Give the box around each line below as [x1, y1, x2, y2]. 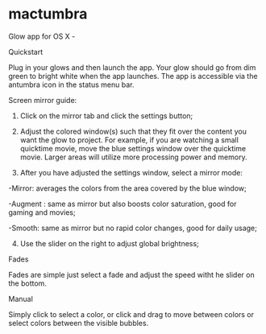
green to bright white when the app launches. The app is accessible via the [8, 71, 258, 80]
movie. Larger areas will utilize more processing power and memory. [19, 152, 247, 162]
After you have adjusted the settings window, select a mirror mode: [19, 167, 243, 177]
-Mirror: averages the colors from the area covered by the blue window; [8, 183, 247, 193]
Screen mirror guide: [8, 95, 77, 105]
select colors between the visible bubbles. [8, 318, 149, 328]
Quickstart [8, 47, 44, 56]
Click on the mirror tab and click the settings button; [19, 110, 193, 121]
